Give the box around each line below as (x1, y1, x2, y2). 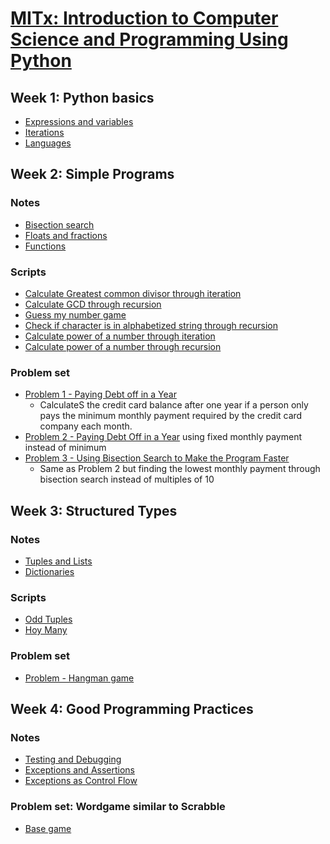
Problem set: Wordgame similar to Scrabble (10, 800, 226, 814)
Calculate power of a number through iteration (24, 330, 216, 342)
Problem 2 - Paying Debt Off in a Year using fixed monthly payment (24, 431, 303, 443)
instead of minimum (24, 442, 107, 454)
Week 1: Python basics (10, 89, 155, 106)
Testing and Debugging (24, 753, 122, 766)
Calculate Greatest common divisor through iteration (24, 287, 242, 299)
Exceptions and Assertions (24, 764, 135, 776)
